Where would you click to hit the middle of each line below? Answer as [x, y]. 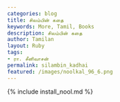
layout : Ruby [26, 46]
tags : [15, 53]
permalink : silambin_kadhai [48, 65]
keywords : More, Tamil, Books [51, 26]
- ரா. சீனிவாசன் [28, 59]
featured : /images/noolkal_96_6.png [60, 71]
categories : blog [32, 14]
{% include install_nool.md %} [50, 92]
